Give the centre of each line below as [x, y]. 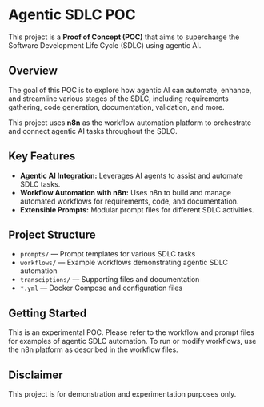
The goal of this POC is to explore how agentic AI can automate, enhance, [130, 90]
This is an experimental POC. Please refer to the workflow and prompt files [131, 332]
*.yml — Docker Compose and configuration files [101, 288]
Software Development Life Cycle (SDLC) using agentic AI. [105, 45]
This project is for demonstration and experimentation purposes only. [122, 394]
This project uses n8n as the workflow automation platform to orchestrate [130, 123]
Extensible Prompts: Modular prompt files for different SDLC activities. [137, 209]
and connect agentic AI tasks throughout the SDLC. [93, 131]
